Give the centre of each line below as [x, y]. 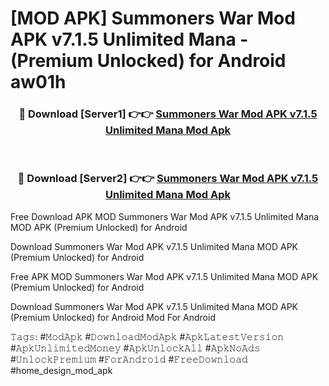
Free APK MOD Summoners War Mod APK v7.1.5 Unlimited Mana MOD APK [164, 276]
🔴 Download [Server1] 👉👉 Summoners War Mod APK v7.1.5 [168, 114]
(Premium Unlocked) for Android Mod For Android [113, 317]
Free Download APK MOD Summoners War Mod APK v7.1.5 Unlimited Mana [165, 216]
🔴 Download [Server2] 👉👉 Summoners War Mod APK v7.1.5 [168, 179]
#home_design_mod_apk [61, 370]
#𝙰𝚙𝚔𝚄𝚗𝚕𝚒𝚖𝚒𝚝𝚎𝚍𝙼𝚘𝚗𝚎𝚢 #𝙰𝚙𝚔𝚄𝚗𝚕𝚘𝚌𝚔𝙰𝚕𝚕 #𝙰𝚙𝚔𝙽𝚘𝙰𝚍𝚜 [135, 348]
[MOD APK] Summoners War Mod [153, 18]
